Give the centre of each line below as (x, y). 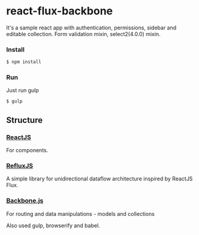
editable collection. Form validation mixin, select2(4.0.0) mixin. (83, 34)
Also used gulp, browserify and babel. (53, 225)
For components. (27, 150)
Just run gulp (22, 91)
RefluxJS (20, 165)
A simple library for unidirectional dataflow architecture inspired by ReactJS (99, 179)
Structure (25, 120)
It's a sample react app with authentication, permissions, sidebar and (91, 28)
